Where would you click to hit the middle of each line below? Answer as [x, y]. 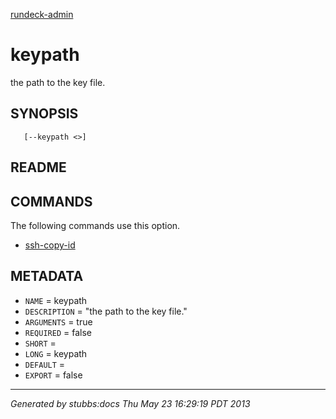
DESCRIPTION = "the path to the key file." [106, 311]
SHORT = [40, 343]
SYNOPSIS [44, 114]
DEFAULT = [45, 364]
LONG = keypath [56, 353]
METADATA [47, 276]
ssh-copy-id [50, 245]
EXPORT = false [53, 375]
